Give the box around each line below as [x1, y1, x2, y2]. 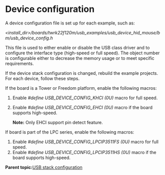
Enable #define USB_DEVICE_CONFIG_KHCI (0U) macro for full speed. [12, 95, 158, 101]
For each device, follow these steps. [5, 75, 80, 81]
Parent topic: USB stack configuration [5, 164, 82, 170]
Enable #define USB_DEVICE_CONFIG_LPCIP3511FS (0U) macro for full [12, 139, 159, 145]
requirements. [5, 60, 34, 66]
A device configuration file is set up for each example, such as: [5, 20, 135, 26]
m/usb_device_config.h [5, 35, 53, 41]
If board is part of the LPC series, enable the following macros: [5, 129, 134, 135]
